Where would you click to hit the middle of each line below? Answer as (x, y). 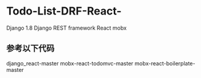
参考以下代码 (30, 49)
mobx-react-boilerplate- (165, 63)
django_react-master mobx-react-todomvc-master (70, 63)
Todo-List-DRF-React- (64, 11)
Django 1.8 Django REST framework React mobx (66, 28)
